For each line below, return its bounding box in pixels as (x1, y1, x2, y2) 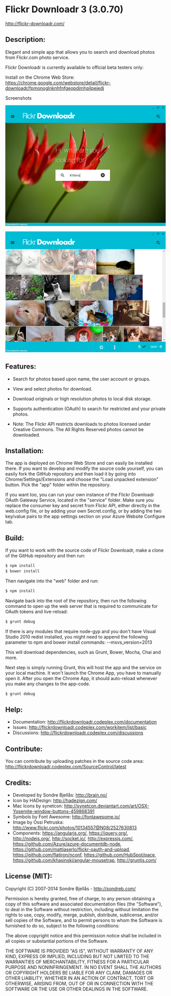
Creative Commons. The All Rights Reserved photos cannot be (12, 426, 144, 433)
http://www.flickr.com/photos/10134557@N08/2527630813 (12, 825, 137, 830)
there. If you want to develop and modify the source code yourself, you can (5, 465, 163, 471)
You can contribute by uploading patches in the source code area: (5, 758, 144, 764)
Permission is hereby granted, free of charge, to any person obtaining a (5, 895, 155, 901)
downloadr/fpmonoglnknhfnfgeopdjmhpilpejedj (5, 85, 104, 91)
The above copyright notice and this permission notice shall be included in (5, 932, 161, 939)
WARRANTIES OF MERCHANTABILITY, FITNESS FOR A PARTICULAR (5, 959, 149, 965)
